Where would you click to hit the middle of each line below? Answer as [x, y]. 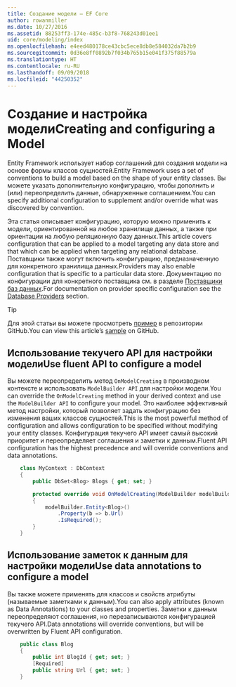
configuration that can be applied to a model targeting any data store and [113, 244]
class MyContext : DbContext [63, 469]
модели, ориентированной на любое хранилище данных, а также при [112, 229]
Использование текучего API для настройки [110, 353]
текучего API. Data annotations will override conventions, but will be [106, 624]
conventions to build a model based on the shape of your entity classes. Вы [117, 178]
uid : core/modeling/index [45, 40]
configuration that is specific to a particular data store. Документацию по [114, 274]
